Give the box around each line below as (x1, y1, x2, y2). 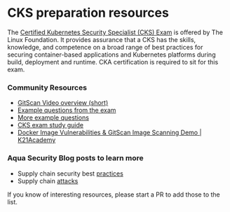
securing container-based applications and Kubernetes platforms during (7, 50, 216, 59)
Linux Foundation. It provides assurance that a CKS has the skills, (7, 35, 196, 43)
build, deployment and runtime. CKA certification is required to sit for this (7, 57, 219, 66)
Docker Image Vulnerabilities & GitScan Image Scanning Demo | (17, 128, 202, 137)
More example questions (17, 113, 90, 122)
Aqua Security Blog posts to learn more (7, 153, 144, 163)
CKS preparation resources (7, 5, 170, 21)
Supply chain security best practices (17, 169, 124, 178)
